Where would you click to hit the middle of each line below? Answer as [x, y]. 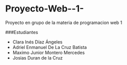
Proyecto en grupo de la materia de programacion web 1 [64, 22]
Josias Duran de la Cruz [38, 57]
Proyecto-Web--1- [45, 9]
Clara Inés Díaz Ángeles [37, 42]
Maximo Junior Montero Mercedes [49, 52]
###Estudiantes [22, 32]
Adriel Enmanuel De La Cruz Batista [50, 47]
